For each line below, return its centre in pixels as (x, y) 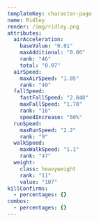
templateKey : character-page (49, 14)
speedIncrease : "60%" (51, 117)
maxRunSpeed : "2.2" (48, 130)
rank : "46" (36, 59)
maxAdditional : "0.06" (53, 53)
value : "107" (39, 182)
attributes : (24, 33)
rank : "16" (36, 111)
